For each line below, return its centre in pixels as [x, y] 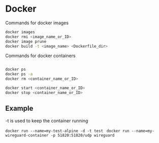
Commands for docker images [37, 23]
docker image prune [26, 41]
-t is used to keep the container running [47, 121]
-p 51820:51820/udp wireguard [83, 135]
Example [19, 108]
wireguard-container [27, 135]
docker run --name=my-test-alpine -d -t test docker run [67, 131]
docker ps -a [19, 74]
